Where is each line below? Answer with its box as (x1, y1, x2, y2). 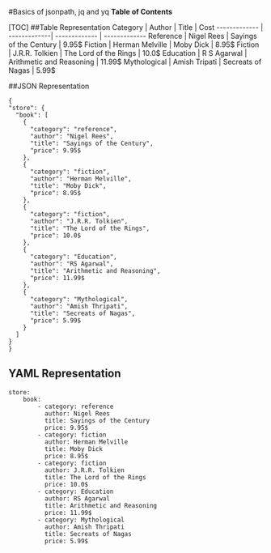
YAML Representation (8, 367, 121, 381)
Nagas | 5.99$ (8, 66, 56, 75)
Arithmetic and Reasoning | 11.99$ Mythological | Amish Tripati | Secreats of (8, 57, 262, 66)
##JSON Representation (8, 81, 90, 91)
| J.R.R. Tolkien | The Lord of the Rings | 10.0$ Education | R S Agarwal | (8, 49, 248, 57)
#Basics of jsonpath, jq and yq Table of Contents (8, 7, 172, 16)
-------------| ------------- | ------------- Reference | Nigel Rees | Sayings (8, 32, 257, 40)
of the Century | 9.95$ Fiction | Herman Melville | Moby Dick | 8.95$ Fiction (8, 40, 260, 49)
